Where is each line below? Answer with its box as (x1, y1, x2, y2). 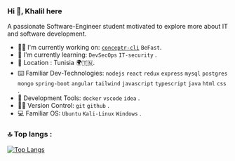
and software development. (7, 29, 87, 38)
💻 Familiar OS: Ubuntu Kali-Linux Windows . (17, 109, 142, 118)
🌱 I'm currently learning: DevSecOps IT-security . (17, 50, 157, 59)
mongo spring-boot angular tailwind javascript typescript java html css (17, 80, 227, 87)
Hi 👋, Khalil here (7, 6, 62, 16)
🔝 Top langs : (7, 129, 53, 139)
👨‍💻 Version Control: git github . (17, 101, 110, 110)
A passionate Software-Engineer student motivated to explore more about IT (7, 22, 228, 31)
